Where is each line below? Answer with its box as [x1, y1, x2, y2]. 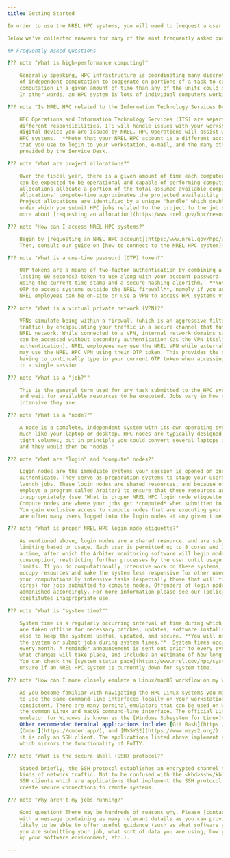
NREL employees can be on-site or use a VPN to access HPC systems [19, 292, 216, 299]
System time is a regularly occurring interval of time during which [19, 619, 222, 627]
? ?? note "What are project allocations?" [7, 160, 130, 167]
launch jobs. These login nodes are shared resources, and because [19, 481, 216, 488]
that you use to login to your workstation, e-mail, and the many [19, 141, 213, 148]
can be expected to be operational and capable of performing [19, 179, 201, 186]
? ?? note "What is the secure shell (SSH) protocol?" [7, 752, 164, 759]
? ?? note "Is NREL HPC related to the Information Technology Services [7, 104, 216, 111]
